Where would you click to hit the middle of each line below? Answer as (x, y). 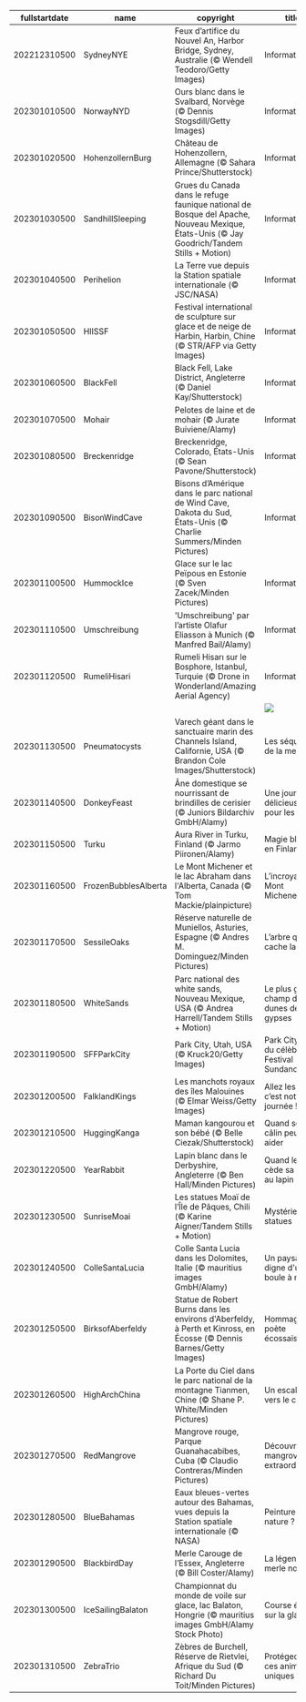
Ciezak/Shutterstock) (214, 1143)
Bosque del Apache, (212, 214)
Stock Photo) (199, 1634)
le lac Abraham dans (213, 876)
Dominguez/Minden (211, 956)
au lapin (279, 1179)
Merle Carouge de (209, 1554)
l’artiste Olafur (201, 625)
